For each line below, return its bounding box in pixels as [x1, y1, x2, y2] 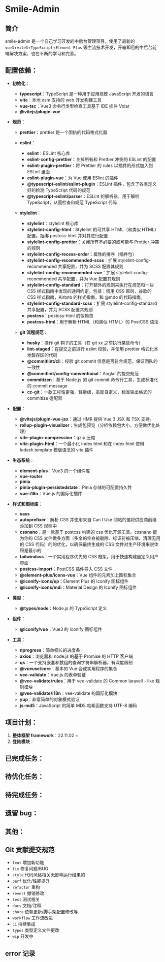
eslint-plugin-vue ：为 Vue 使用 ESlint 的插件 [27, 175, 118, 181]
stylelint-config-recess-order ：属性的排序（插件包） [27, 251, 137, 257]
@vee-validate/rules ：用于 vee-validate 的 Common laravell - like [19, 678, 155, 684]
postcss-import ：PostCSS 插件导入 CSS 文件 [19, 566, 113, 572]
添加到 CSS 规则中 [19, 523, 57, 529]
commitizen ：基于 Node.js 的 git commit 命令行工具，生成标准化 [27, 377, 159, 383]
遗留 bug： [5, 809, 38, 818]
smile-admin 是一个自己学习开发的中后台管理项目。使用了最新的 [5, 38, 135, 44]
